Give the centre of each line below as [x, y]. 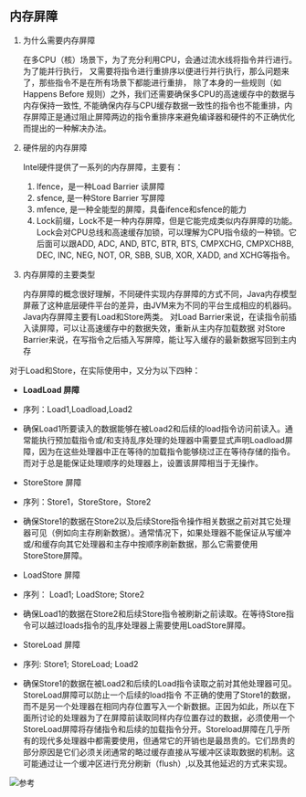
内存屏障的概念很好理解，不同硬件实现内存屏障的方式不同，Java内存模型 [160, 293]
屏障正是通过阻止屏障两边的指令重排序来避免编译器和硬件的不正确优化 [163, 116]
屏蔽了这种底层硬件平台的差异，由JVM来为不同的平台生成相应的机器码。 [159, 305]
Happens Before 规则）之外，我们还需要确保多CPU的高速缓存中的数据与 [159, 93]
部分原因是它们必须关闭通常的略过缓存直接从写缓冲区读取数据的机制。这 [158, 751]
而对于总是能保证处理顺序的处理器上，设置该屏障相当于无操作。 [142, 462]
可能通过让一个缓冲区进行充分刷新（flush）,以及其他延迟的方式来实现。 [157, 763]
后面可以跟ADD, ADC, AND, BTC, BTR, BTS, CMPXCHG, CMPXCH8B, [165, 243]
